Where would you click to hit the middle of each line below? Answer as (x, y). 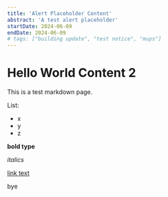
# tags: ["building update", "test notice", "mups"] (84, 39)
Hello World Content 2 (72, 73)
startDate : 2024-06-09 (40, 26)
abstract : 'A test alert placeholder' (63, 20)
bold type (21, 147)
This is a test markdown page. (50, 92)
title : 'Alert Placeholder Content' (60, 13)
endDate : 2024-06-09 (37, 33)
